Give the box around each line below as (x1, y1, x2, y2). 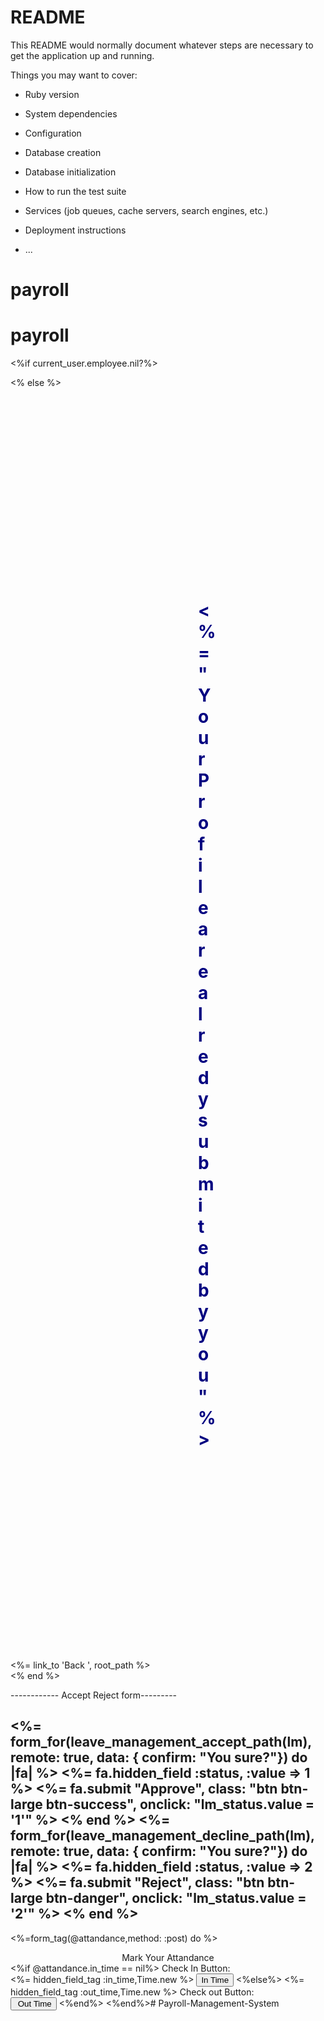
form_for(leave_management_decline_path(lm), (10, 1827, 315, 1845)
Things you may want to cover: (10, 69, 138, 81)
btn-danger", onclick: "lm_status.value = (45, 1890, 307, 1907)
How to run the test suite (24, 185, 127, 197)
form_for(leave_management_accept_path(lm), (10, 1734, 312, 1751)
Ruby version (24, 88, 80, 100)
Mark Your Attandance (121, 1951, 215, 1963)
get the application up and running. (10, 49, 155, 61)
